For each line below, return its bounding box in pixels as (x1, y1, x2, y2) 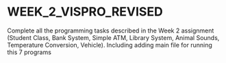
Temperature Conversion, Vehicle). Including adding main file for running (7, 41, 212, 49)
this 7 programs (7, 48, 51, 56)
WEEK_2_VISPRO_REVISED (7, 4, 163, 20)
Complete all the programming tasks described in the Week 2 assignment (7, 26, 214, 35)
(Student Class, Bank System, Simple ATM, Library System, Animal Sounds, (7, 33, 220, 41)
